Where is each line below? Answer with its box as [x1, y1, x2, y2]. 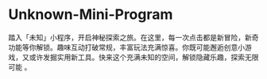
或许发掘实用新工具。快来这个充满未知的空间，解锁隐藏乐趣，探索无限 [29, 52, 259, 62]
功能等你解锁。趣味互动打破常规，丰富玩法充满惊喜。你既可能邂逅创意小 [8, 42, 245, 52]
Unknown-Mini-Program [8, 6, 173, 24]
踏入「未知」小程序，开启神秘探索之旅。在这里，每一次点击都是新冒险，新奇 [8, 32, 259, 42]
